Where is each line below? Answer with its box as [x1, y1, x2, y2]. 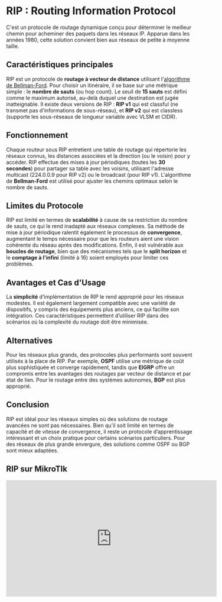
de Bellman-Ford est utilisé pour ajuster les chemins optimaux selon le [6, 177, 178, 185]
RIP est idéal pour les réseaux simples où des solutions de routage [6, 415, 168, 422]
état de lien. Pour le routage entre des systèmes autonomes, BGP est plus [6, 377, 186, 383]
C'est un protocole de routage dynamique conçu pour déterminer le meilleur [6, 24, 192, 31]
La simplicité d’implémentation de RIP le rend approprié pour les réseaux [6, 293, 184, 300]
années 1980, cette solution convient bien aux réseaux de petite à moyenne [6, 36, 190, 43]
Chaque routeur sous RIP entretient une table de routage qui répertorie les [6, 146, 187, 153]
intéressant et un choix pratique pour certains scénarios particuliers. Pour [6, 434, 185, 441]
